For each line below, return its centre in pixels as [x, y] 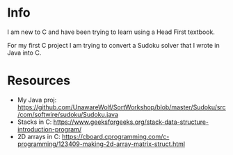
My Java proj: [37, 100]
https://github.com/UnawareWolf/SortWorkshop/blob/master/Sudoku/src [121, 107]
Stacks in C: [34, 122]
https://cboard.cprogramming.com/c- [115, 136]
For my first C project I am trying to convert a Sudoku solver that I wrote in [114, 45]
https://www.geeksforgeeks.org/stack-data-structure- [131, 122]
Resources [39, 81]
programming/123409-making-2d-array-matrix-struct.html [101, 144]
